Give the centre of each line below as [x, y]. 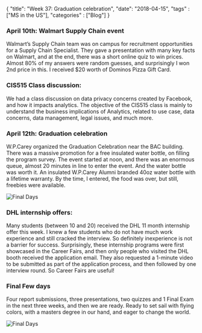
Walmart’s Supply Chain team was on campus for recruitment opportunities [99, 44]
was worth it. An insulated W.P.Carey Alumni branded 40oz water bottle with [101, 172]
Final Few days [28, 286]
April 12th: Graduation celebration [57, 134]
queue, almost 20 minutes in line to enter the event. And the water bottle [96, 166]
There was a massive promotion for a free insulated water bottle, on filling [98, 153]
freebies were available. [36, 185]
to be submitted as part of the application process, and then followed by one [101, 264]
